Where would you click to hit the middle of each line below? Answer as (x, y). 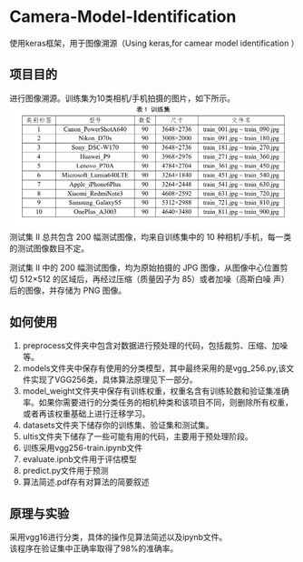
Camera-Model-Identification (123, 17)
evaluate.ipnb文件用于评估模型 (80, 459)
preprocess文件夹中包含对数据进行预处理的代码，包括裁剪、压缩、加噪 (155, 346)
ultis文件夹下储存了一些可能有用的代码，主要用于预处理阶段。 (138, 437)
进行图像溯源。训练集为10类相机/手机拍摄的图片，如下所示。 (122, 98)
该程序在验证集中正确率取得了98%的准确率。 (94, 548)
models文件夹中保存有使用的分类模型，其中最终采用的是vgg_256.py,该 (154, 368)
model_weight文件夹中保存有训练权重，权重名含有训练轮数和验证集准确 (156, 391)
